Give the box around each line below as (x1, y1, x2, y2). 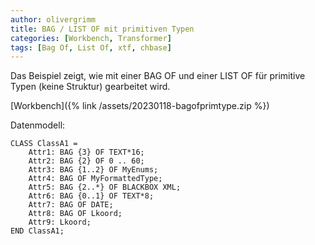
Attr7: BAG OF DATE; (28, 200, 114, 210)
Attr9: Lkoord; (28, 217, 92, 228)
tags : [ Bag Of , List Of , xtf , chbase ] (10, 42, 172, 53)
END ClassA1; (10, 226, 65, 236)
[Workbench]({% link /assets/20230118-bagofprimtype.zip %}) (10, 100, 270, 112)
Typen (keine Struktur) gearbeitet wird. (10, 81, 171, 93)
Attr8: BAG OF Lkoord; (28, 209, 123, 219)
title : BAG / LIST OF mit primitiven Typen (10, 24, 195, 34)
